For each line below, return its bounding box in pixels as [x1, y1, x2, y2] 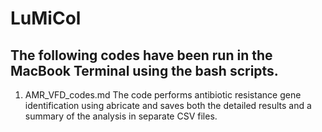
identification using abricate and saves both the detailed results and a [24, 100, 312, 111]
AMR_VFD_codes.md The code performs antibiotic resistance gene [24, 89, 302, 101]
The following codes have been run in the [10, 47, 273, 64]
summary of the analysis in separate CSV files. [24, 110, 218, 122]
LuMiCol [10, 7, 82, 30]
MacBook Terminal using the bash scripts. [10, 62, 279, 79]
